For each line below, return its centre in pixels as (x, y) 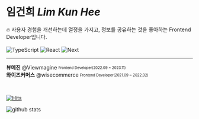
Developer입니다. (27, 37)
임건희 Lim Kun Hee (53, 12)
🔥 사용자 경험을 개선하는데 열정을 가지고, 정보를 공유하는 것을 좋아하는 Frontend (99, 29)
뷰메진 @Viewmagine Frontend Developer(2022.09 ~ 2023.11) (66, 67)
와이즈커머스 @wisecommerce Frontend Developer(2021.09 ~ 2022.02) (78, 75)
